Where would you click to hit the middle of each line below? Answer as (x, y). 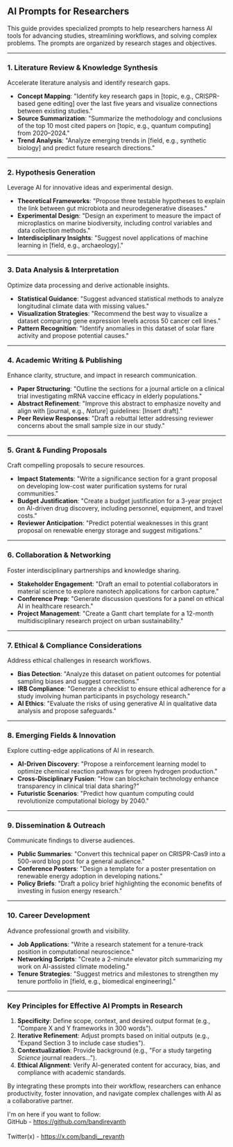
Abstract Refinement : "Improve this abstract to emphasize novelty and (119, 403)
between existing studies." (55, 111)
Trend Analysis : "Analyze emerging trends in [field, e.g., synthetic (112, 141)
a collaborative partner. (41, 1101)
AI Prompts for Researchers (68, 11)
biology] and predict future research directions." (86, 148)
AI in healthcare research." (55, 606)
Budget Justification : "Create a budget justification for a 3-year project (120, 501)
